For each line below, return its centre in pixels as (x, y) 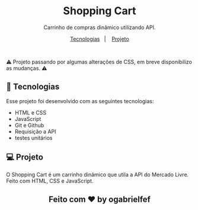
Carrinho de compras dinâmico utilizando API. (100, 27)
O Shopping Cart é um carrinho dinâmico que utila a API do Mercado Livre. (98, 174)
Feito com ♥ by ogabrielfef (100, 199)
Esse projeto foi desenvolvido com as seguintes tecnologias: (80, 101)
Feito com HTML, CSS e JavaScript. (50, 181)
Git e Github (29, 125)
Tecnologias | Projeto (100, 39)
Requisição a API (35, 131)
